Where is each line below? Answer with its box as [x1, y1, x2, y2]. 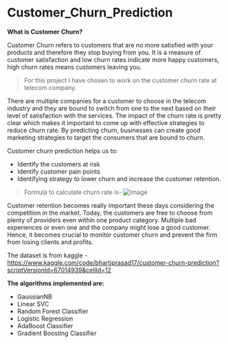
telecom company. [23, 83, 77, 92]
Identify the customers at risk [16, 160, 101, 168]
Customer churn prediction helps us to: [7, 147, 118, 155]
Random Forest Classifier [16, 307, 89, 315]
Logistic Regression [16, 314, 73, 323]
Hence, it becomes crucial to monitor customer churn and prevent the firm [7, 230, 218, 239]
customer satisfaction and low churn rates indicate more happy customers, [7, 55, 220, 63]
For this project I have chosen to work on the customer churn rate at [23, 76, 218, 84]
